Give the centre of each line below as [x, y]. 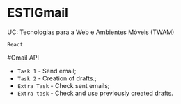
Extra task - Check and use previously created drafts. [95, 93]
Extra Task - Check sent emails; [63, 85]
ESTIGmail [38, 13]
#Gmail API [23, 58]
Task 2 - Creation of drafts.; [57, 78]
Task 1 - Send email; [47, 71]
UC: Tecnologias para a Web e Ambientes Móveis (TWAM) [91, 32]
